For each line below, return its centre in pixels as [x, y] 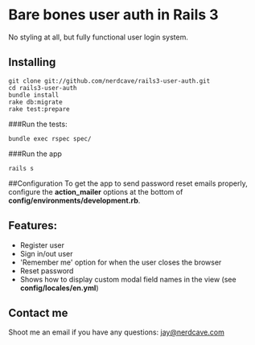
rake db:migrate [35, 102]
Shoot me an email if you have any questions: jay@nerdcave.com [117, 332]
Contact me [38, 312]
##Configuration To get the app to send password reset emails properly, [128, 183]
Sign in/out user [46, 253]
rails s [21, 168]
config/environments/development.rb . [74, 200]
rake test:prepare [39, 109]
